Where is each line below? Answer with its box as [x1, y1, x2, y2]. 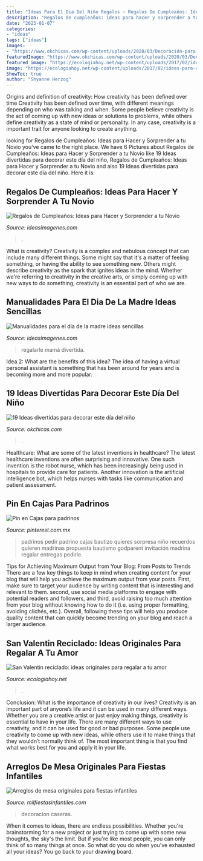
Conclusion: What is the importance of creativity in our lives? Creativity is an [6, 699, 196, 706]
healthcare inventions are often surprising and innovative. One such [6, 455, 175, 463]
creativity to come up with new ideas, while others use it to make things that [6, 731, 196, 739]
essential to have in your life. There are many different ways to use [6, 718, 172, 725]
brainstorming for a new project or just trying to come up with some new [6, 829, 187, 836]
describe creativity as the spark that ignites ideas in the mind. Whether [6, 266, 182, 274]
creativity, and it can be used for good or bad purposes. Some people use [6, 725, 190, 732]
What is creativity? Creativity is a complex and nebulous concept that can [6, 247, 190, 254]
